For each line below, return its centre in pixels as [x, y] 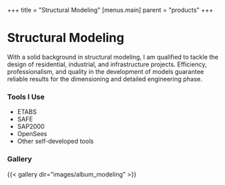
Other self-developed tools [56, 142]
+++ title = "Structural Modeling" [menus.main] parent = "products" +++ [110, 10]
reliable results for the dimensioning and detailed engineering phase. [105, 79]
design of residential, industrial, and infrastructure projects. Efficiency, [107, 64]
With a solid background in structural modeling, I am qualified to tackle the [113, 57]
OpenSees [32, 134]
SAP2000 [31, 126]
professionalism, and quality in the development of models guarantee [106, 71]
